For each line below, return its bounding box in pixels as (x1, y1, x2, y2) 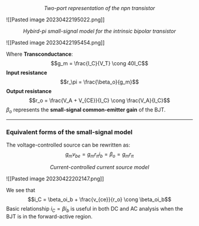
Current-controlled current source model (50, 163, 149, 170)
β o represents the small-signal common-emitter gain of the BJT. (6, 106, 166, 114)
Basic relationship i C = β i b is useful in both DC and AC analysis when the (6, 205, 184, 214)
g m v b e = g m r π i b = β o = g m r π (65, 151, 134, 159)
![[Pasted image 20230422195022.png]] (6, 16, 105, 23)
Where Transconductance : (6, 50, 73, 58)
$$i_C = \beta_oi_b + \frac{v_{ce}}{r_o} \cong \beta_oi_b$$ (27, 196, 172, 203)
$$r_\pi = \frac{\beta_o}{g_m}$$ (60, 78, 139, 85)
